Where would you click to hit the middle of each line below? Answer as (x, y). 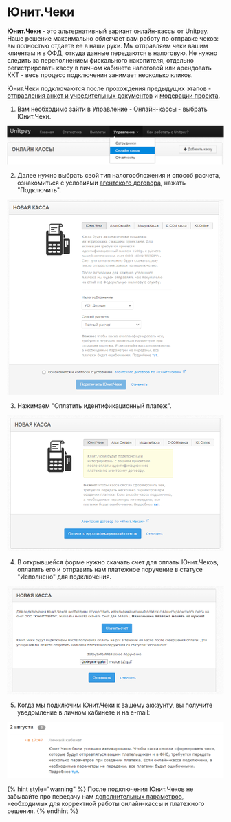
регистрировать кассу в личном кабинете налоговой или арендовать (109, 68)
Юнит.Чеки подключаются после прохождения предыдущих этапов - (109, 88)
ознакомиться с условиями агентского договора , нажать (101, 183)
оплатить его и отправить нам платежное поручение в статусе (110, 569)
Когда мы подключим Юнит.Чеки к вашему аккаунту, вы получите (115, 705)
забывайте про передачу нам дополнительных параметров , (96, 797)
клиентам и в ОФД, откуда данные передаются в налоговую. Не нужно (112, 53)
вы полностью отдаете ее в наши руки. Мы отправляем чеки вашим (108, 45)
